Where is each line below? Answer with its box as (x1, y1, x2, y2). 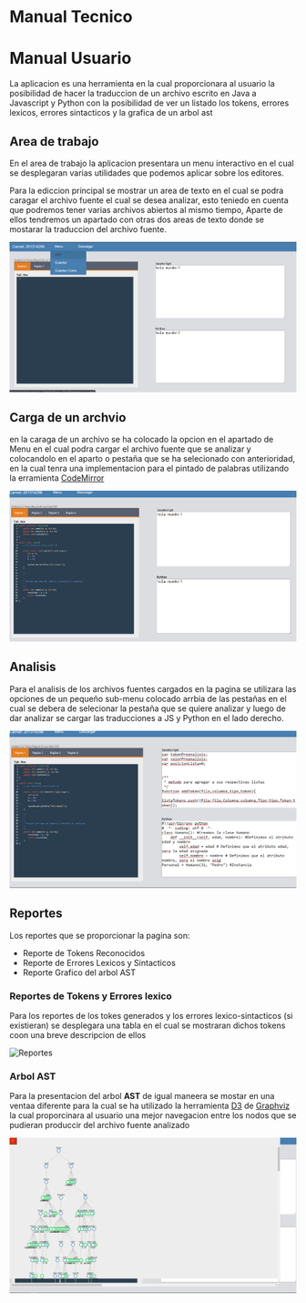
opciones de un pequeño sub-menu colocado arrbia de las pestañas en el (9, 693, 287, 704)
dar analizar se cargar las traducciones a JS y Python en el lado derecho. (9, 712, 284, 723)
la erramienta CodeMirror (9, 473, 105, 484)
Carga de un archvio (9, 410, 127, 425)
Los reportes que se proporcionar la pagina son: (9, 930, 190, 941)
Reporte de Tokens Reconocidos (22, 947, 146, 958)
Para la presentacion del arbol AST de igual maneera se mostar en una (9, 1091, 275, 1102)
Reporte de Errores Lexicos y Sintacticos (22, 957, 176, 968)
